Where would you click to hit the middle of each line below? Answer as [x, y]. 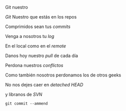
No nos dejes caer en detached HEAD [44, 85]
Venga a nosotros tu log [30, 36]
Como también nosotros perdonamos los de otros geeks [63, 75]
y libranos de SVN [24, 94]
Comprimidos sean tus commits [38, 26]
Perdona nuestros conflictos [34, 65]
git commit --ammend [27, 103]
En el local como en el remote [36, 46]
